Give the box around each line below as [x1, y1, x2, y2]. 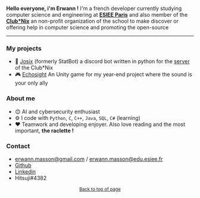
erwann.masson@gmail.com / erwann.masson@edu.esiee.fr [14, 155, 163, 162]
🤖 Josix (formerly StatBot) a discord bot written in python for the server [14, 58, 190, 65]
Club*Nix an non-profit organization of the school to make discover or [6, 17, 179, 24]
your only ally [14, 79, 48, 86]
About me [6, 94, 36, 103]
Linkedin [14, 168, 36, 175]
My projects [6, 44, 42, 52]
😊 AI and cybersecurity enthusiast [14, 108, 100, 115]
